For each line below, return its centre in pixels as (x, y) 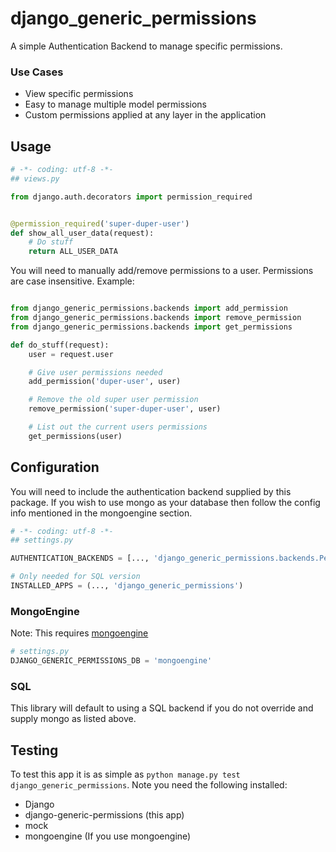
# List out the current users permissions (118, 427)
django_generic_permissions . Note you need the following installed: (149, 785)
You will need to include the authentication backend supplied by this (151, 491)
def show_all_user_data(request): (82, 233)
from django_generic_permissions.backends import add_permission (149, 308)
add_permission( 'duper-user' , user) (105, 382)
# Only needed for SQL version (75, 577)
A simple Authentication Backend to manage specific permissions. (146, 46)
